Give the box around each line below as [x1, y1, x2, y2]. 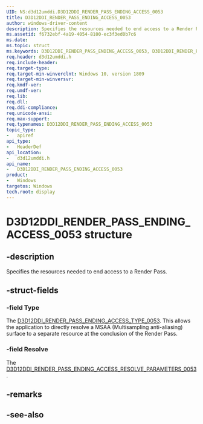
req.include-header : [6, 59, 59, 65]
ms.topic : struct [6, 43, 50, 49]
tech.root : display [6, 189, 56, 195]
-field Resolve [6, 345, 48, 354]
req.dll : [6, 99, 28, 105]
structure [84, 227, 133, 241]
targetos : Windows [6, 183, 53, 189]
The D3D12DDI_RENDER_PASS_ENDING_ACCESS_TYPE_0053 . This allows [6, 317, 191, 324]
